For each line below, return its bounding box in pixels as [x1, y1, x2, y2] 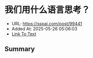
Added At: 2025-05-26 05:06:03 [11, 26, 77, 31]
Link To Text [11, 31, 37, 37]
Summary [4, 45, 35, 53]
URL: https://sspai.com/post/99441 [11, 20, 82, 27]
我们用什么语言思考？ [4, 4, 91, 15]
